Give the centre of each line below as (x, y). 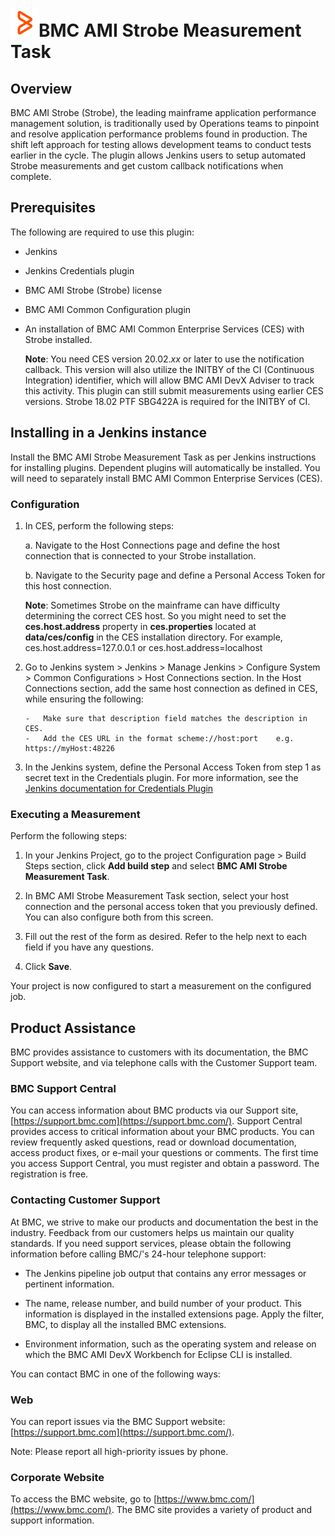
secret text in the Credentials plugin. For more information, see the (161, 777)
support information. (52, 1520)
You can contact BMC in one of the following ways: (115, 1374)
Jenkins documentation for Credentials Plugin (119, 788)
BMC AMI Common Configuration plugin (108, 309)
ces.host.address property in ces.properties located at (140, 626)
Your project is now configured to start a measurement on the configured (161, 986)
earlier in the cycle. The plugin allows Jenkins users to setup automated (158, 155)
